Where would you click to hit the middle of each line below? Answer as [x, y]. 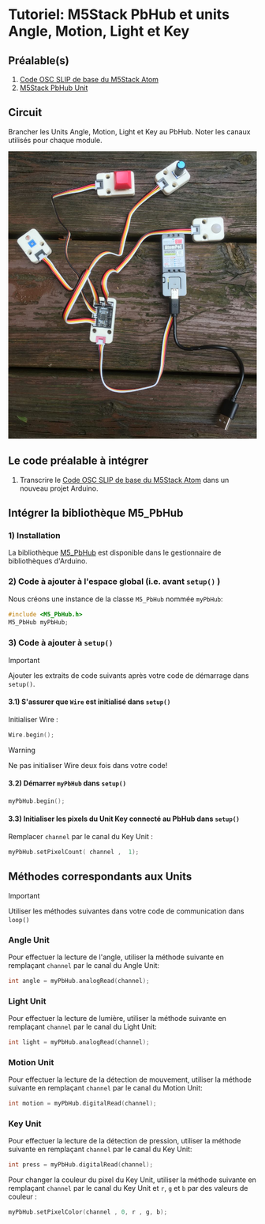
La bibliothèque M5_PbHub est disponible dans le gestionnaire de [115, 553]
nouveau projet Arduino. [59, 488]
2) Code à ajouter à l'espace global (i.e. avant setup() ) [114, 582]
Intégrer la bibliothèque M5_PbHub [96, 512]
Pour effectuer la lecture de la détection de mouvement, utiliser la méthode [130, 1079]
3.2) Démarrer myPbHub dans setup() [67, 783]
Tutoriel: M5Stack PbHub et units [119, 15]
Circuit [25, 113]
